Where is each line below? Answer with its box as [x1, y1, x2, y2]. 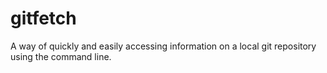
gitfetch [10, 7, 77, 30]
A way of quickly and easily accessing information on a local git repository [10, 40, 317, 52]
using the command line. [10, 50, 112, 62]
